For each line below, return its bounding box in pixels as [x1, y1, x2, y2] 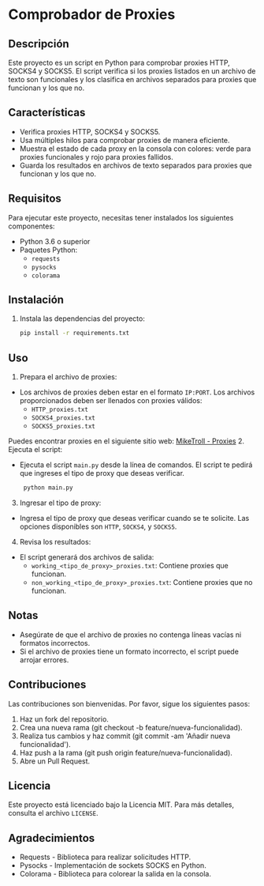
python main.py [23, 484, 73, 492]
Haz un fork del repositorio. [19, 714, 109, 724]
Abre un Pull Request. [19, 756, 91, 766]
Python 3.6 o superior [19, 236, 91, 246]
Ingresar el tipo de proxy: [19, 498, 102, 507]
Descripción [8, 37, 69, 51]
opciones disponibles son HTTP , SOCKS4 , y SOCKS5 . [19, 522, 177, 531]
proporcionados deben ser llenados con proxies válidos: [19, 396, 203, 405]
